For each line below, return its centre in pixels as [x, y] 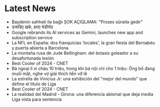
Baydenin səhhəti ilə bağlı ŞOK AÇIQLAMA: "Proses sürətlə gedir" [77, 22]
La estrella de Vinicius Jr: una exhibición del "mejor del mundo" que [79, 78]
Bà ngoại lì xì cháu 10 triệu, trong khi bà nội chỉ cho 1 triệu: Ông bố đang [83, 68]
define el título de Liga [34, 84]
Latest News [30, 8]
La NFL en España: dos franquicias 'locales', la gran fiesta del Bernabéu [83, 43]
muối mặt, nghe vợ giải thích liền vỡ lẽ [49, 74]
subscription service [32, 37]
